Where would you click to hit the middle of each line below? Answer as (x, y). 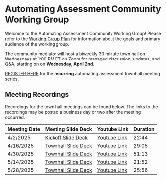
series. (12, 79)
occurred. (15, 117)
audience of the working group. (37, 44)
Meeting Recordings (37, 94)
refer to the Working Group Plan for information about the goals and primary (83, 39)
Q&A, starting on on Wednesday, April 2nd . (50, 64)
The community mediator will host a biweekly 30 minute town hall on (75, 54)
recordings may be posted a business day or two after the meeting (73, 112)
